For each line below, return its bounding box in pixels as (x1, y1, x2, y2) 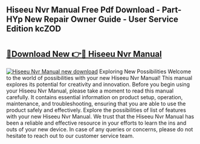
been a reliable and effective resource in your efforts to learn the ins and (6, 119, 187, 126)
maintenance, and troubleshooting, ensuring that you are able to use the (6, 100, 186, 107)
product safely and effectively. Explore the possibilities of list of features (6, 106, 186, 114)
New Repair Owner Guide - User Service (24, 15, 179, 25)
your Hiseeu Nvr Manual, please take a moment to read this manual (6, 87, 174, 94)
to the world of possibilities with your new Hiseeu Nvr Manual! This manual (6, 74, 192, 81)
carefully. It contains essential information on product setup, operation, (6, 94, 183, 100)
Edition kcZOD (6, 24, 62, 34)
